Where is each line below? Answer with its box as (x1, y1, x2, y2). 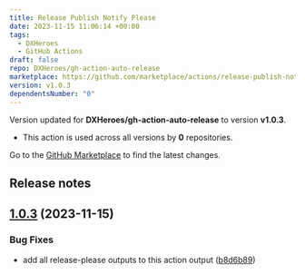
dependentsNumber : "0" (9, 89, 95, 98)
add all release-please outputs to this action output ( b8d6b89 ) (22, 254, 256, 265)
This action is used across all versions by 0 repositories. (22, 132, 233, 142)
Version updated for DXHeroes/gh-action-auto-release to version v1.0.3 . (9, 114, 287, 125)
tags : (9, 30, 30, 39)
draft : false (9, 55, 59, 64)
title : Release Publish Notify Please (9, 13, 156, 23)
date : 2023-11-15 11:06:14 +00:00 (9, 22, 141, 31)
